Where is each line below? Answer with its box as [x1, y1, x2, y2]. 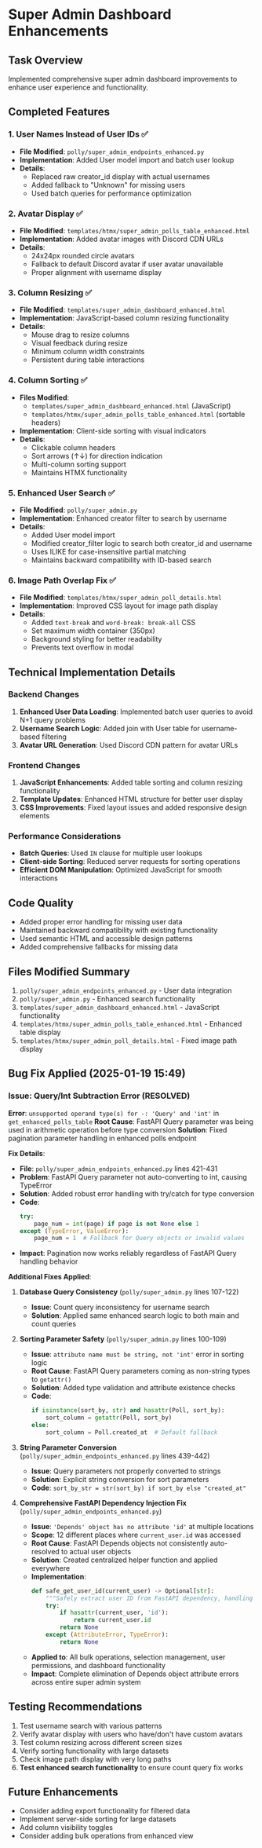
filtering [42, 732, 67, 741]
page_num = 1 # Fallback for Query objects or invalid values [34, 1235, 246, 1242]
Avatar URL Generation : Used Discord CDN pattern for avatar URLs [19, 740, 238, 749]
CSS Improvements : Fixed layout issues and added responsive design [19, 803, 247, 812]
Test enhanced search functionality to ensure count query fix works [19, 1762, 244, 1772]
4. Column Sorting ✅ [8, 375, 88, 386]
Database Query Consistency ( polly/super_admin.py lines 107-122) [19, 1287, 239, 1297]
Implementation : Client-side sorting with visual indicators [19, 426, 206, 435]
